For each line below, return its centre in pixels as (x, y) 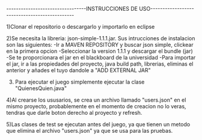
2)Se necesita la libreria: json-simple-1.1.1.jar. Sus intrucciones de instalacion (101, 38)
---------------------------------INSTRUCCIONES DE (72, 9)
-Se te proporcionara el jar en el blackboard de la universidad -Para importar (101, 57)
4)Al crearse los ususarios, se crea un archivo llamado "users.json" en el (96, 100)
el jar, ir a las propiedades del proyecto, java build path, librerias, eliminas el (100, 64)
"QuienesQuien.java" (41, 88)
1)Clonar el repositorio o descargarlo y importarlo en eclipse (81, 27)
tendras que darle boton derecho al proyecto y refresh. (74, 113)
